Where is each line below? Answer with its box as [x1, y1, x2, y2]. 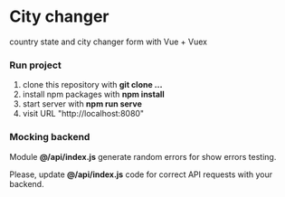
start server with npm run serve [22, 98, 143, 109]
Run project [9, 59, 62, 71]
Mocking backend [9, 131, 90, 144]
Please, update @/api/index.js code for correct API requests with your [9, 169, 273, 180]
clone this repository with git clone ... [22, 80, 163, 90]
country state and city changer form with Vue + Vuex [9, 36, 208, 47]
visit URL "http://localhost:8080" [22, 108, 145, 119]
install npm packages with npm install [22, 89, 165, 100]
